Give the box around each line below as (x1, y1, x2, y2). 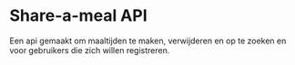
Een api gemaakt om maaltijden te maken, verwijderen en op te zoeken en (9, 35, 287, 46)
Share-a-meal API (9, 5, 147, 26)
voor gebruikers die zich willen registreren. (9, 44, 170, 55)
